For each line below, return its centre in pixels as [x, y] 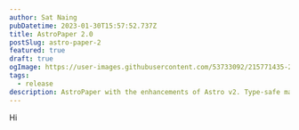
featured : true [37, 51]
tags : [19, 76]
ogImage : [25, 68]
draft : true [31, 59]
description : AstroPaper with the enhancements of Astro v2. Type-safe [145, 92]
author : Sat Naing [43, 17]
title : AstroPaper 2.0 [51, 34]
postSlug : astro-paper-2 [55, 42]
